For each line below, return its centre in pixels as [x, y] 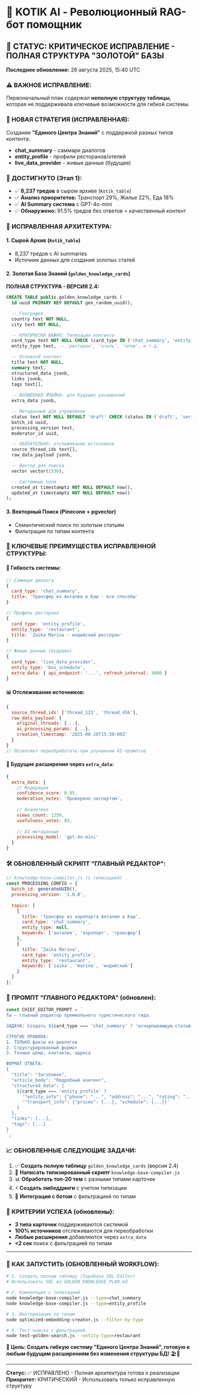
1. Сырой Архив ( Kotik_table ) [43, 240]
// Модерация [33, 788]
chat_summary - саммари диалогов [60, 150]
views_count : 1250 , [41, 815]
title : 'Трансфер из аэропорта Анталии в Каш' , [81, 917]
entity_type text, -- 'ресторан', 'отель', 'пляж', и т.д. [85, 346]
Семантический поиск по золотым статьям [70, 524]
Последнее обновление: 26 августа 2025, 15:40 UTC [73, 70]
